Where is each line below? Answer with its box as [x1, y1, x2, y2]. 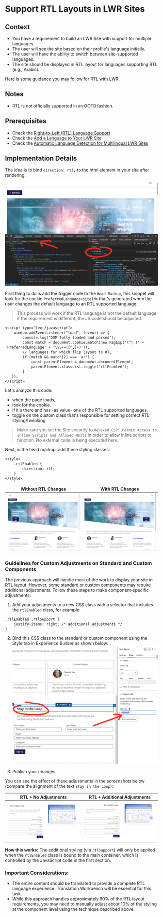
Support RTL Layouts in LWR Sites [5, 3, 145, 15]
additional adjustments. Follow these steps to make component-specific [5, 587, 149, 593]
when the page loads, [12, 397, 56, 403]
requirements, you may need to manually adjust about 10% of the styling [12, 901, 157, 907]
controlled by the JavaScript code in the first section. [5, 857, 111, 863]
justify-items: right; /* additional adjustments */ [14, 622, 123, 627]
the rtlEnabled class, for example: [12, 607, 81, 613]
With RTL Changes [100, 486, 139, 492]
